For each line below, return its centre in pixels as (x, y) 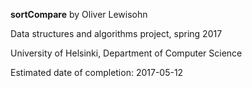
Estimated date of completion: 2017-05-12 (97, 72)
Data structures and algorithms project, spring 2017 (116, 33)
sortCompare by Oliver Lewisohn (79, 14)
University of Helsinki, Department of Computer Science (126, 53)
